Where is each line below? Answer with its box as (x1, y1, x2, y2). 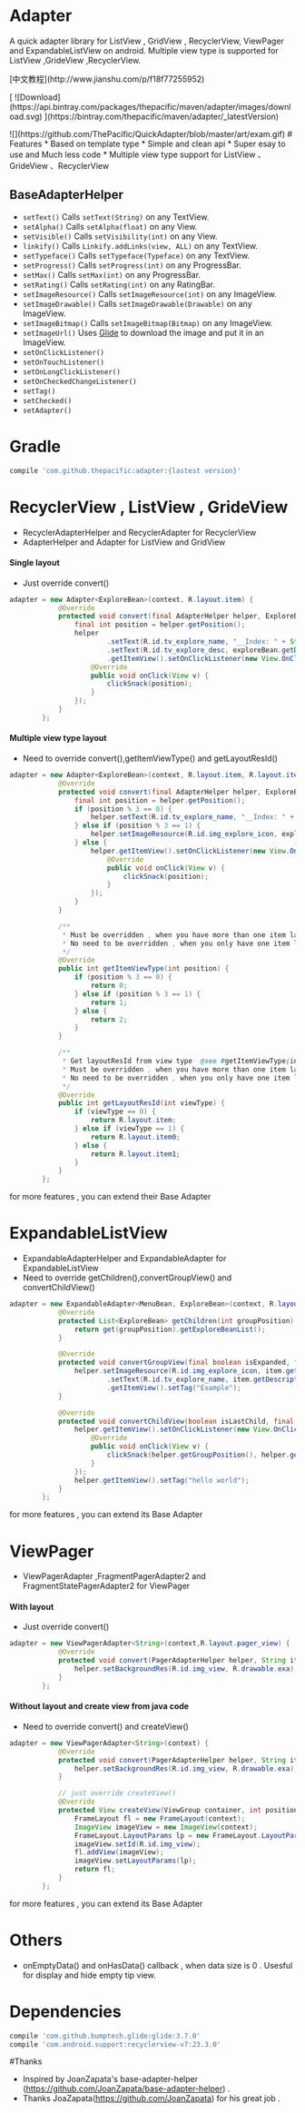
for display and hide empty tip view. (22, 1970, 156, 1980)
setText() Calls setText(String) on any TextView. (22, 211, 210, 222)
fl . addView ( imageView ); (74, 1848, 165, 1857)
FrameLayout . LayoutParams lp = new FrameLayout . (74, 1831, 261, 1840)
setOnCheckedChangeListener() (22, 377, 138, 386)
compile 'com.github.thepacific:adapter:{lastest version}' (9, 466, 242, 475)
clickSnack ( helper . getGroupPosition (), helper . (106, 1450, 290, 1460)
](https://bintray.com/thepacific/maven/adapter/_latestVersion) (44, 111, 280, 122)
